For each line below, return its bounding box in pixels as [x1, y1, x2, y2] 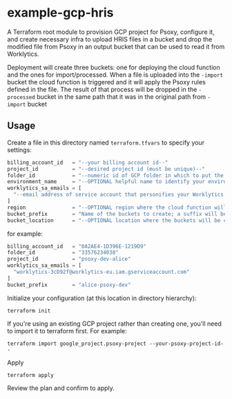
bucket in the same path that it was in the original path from [37, 92, 206, 101]
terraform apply [7, 371, 54, 378]
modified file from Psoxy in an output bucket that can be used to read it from [7, 42, 225, 50]
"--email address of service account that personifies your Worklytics [13, 192, 224, 198]
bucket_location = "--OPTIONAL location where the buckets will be [7, 216, 221, 224]
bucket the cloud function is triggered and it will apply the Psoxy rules [7, 77, 206, 86]
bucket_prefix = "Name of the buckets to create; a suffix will [7, 210, 217, 217]
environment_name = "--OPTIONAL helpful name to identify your [7, 178, 206, 185]
